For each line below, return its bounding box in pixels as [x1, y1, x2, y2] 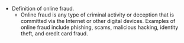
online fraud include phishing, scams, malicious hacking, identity [20, 24, 179, 31]
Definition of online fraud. [11, 5, 75, 12]
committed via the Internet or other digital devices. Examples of [20, 18, 176, 24]
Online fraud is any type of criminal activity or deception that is [20, 11, 175, 18]
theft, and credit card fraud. [20, 30, 88, 37]
